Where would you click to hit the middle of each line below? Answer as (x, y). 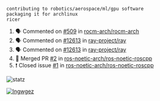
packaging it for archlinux (42, 14)
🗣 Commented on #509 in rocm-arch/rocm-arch (77, 31)
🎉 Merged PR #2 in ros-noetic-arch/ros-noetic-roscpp (84, 58)
